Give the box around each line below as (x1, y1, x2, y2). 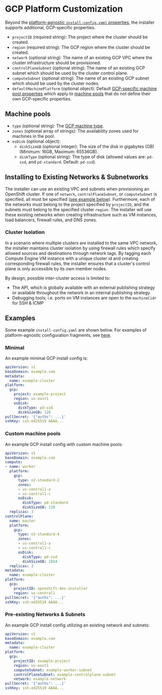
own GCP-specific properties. (12, 96, 72, 101)
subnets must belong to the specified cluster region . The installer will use (5, 206, 152, 212)
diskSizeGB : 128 (22, 505, 55, 510)
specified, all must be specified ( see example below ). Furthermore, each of (5, 196, 155, 202)
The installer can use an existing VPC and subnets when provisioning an (5, 186, 149, 192)
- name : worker (5, 464, 36, 469)
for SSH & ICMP (12, 300, 44, 306)
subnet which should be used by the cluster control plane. (12, 70, 129, 76)
